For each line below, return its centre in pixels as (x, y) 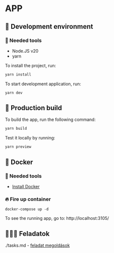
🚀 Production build (33, 108)
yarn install (18, 74)
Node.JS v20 (25, 51)
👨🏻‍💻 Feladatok (27, 234)
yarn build (16, 129)
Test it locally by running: (30, 138)
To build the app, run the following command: (50, 119)
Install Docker (26, 186)
